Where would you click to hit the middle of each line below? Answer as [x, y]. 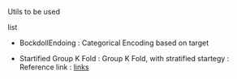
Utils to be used [34, 12]
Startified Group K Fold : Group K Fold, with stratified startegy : [124, 58]
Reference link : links [54, 67]
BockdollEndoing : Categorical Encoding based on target [114, 43]
